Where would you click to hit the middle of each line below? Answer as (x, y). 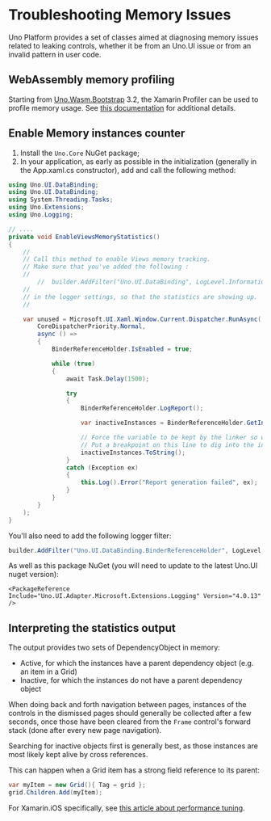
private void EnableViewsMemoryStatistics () (84, 237)
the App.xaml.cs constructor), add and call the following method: (128, 170)
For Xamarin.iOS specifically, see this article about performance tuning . (127, 808)
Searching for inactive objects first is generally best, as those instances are (133, 746)
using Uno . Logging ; (41, 215)
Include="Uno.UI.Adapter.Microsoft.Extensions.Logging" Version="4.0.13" (135, 596)
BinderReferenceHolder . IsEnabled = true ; (122, 349)
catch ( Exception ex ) (102, 467)
